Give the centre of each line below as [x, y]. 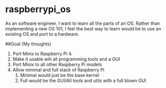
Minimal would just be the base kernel [60, 75]
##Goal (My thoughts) [28, 43]
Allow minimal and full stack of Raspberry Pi [58, 70]
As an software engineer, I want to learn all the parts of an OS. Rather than [83, 23]
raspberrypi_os [38, 9]
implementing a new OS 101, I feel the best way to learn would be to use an [83, 28]
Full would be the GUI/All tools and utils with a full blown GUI [83, 80]
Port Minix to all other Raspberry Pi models [57, 64]
